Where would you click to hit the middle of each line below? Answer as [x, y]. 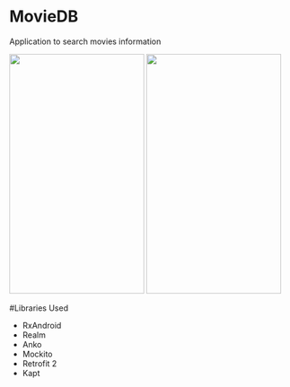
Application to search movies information [85, 41]
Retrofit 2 [40, 363]
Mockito [37, 354]
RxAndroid [42, 325]
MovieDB [44, 17]
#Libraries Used [39, 308]
